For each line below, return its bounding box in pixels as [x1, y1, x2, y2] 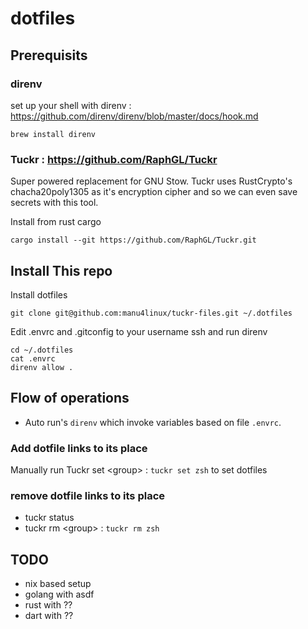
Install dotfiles [10, 288, 68, 301]
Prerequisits [10, 47, 88, 64]
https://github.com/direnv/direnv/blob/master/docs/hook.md [10, 110, 259, 122]
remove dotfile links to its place [10, 489, 166, 503]
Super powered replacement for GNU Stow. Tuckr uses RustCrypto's [10, 175, 293, 187]
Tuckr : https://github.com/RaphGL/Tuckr [10, 152, 218, 166]
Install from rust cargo [10, 216, 102, 228]
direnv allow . [10, 362, 74, 372]
